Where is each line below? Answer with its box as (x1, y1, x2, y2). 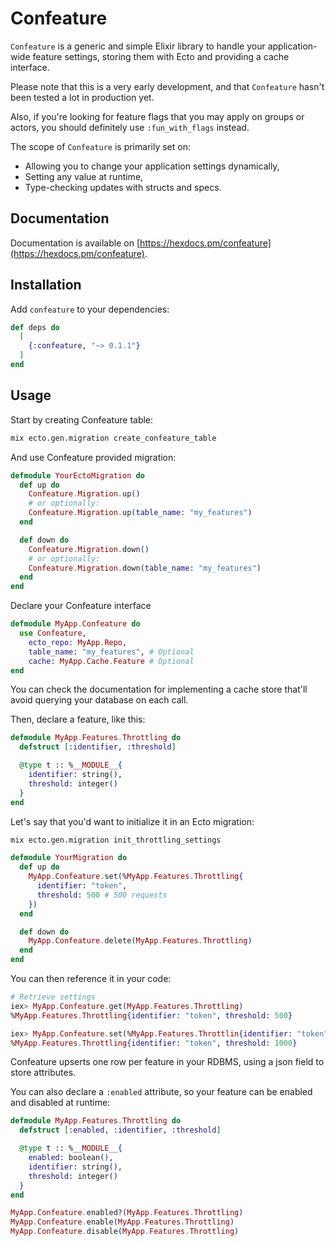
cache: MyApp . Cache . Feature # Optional (28, 656, 195, 666)
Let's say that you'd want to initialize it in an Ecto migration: (10, 815, 255, 827)
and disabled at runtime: (10, 1097, 111, 1109)
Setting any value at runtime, (24, 170, 144, 182)
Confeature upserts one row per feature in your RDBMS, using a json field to (10, 1056, 325, 1068)
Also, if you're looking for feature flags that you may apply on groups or (10, 110, 305, 122)
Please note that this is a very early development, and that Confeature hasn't (10, 80, 325, 92)
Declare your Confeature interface (10, 600, 152, 612)
